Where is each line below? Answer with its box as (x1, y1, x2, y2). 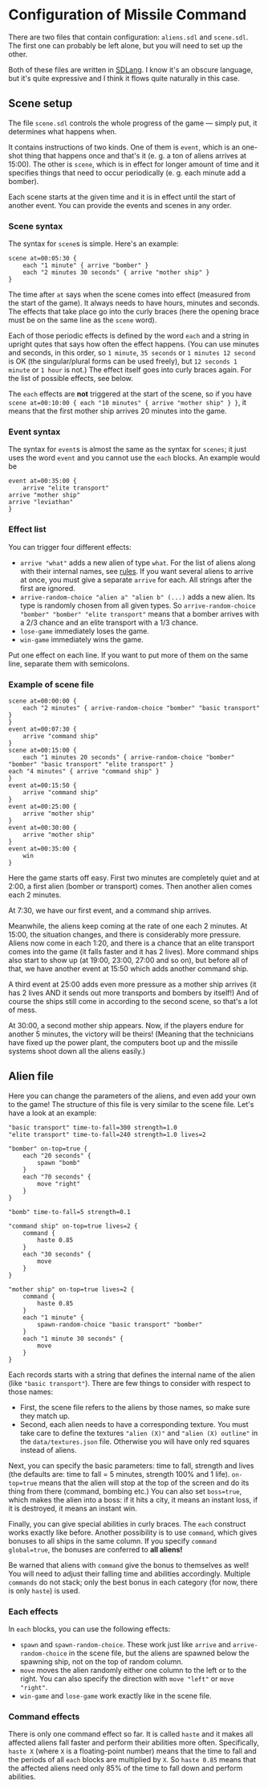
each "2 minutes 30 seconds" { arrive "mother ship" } (22, 269, 210, 277)
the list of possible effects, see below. (8, 374, 134, 383)
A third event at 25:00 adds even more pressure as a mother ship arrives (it (8, 979, 257, 989)
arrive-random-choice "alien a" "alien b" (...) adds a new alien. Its (19, 592, 255, 601)
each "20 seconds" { (22, 1151, 91, 1159)
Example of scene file (8, 679, 95, 690)
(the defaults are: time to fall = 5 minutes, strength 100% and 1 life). (8, 1469, 230, 1478)
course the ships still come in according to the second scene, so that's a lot (8, 996, 258, 1006)
